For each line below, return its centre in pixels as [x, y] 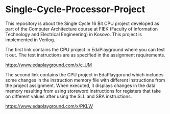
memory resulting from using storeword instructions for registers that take [83, 91]
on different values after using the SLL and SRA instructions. [69, 96]
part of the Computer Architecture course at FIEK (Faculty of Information [82, 28]
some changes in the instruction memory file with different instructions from [85, 80]
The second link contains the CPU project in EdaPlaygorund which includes [84, 74]
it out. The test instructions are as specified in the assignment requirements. [86, 55]
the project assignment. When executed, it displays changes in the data [80, 85]
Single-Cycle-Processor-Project [75, 9]
